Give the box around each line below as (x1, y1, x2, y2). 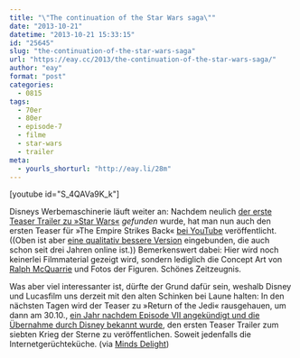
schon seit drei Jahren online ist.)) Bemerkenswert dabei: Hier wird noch (9, 244, 279, 255)
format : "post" (9, 72, 67, 81)
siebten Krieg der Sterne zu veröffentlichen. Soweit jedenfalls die (9, 329, 251, 340)
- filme (17, 131, 47, 140)
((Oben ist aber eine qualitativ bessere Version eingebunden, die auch (9, 235, 270, 246)
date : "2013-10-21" (9, 22, 83, 31)
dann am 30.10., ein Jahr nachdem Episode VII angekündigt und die (9, 310, 260, 321)
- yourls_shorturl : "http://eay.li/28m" (17, 164, 172, 173)
